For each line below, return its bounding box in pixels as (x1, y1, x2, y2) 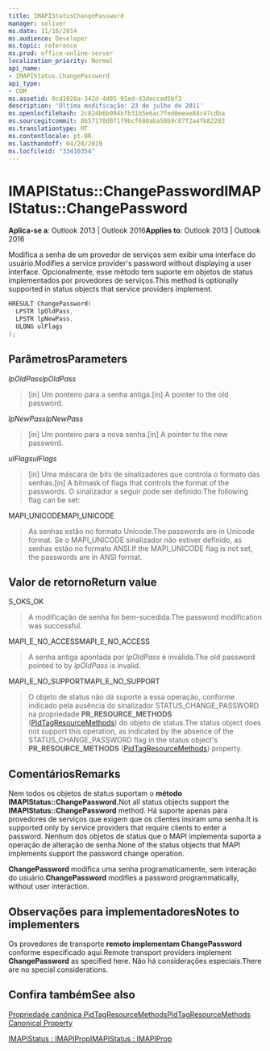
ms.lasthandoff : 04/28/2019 (8, 139, 103, 148)
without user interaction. (8, 881, 90, 891)
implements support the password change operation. (8, 849, 185, 859)
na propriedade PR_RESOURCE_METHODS (27, 709, 172, 719)
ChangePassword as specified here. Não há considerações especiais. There (8, 956, 262, 965)
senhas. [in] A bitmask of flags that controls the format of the (27, 477, 230, 487)
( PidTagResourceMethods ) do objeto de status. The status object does (27, 718, 262, 728)
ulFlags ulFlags (8, 453, 57, 463)
